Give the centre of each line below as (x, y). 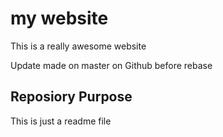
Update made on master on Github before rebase (111, 65)
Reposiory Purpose (71, 97)
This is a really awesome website (78, 46)
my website (59, 18)
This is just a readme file (61, 121)
